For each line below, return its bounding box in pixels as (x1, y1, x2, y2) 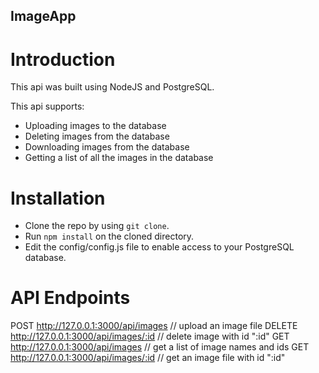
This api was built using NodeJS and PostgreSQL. (10, 81, 215, 93)
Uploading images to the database (24, 120, 167, 132)
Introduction (10, 48, 116, 71)
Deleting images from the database (24, 130, 170, 143)
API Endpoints (10, 287, 131, 309)
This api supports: (10, 100, 85, 113)
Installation (10, 187, 106, 209)
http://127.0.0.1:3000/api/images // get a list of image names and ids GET (10, 341, 310, 353)
